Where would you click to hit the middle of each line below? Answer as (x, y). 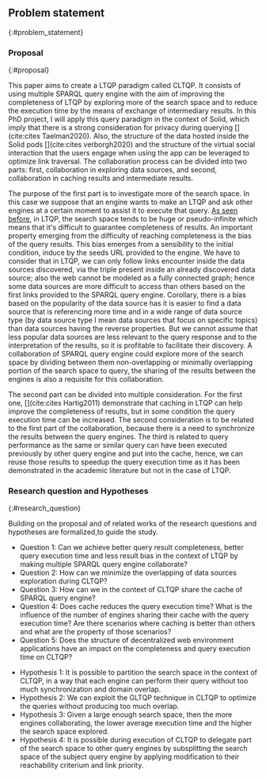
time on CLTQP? (46, 657)
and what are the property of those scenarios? (95, 632)
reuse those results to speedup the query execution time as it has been (124, 462)
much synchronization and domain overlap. (90, 689)
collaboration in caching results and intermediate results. (101, 179)
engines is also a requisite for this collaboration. (86, 379)
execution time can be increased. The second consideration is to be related (131, 420)
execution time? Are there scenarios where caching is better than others (137, 623)
